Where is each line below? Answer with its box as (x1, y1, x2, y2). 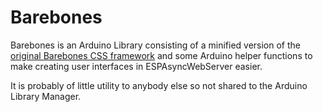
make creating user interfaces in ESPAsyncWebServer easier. (10, 60, 263, 72)
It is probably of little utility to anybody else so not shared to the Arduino (10, 79, 308, 91)
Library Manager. (10, 90, 82, 102)
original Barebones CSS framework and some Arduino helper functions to (10, 49, 313, 61)
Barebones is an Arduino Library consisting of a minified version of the (10, 39, 302, 51)
